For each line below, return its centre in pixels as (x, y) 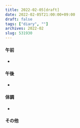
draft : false (19, 19)
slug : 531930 (19, 33)
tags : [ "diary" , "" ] (27, 24)
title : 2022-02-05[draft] (32, 10)
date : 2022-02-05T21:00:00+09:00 (40, 15)
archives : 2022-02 (24, 29)
